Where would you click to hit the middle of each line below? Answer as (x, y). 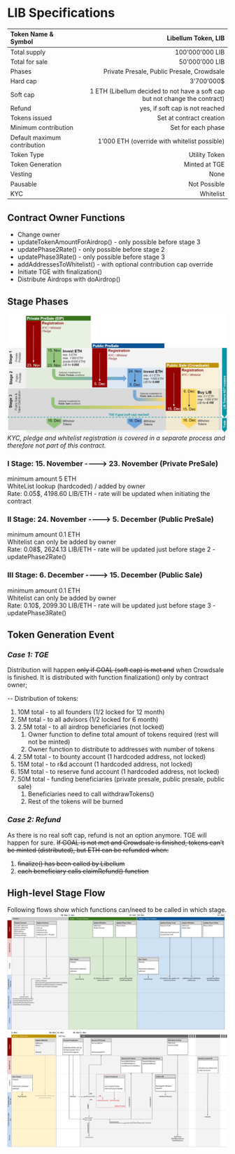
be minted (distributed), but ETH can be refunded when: (88, 850)
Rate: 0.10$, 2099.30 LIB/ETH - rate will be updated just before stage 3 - (112, 605)
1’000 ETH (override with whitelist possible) (161, 141)
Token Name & (32, 34)
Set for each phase (198, 128)
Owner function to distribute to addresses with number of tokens (121, 749)
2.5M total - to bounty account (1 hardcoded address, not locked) (112, 757)
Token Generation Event (61, 635)
